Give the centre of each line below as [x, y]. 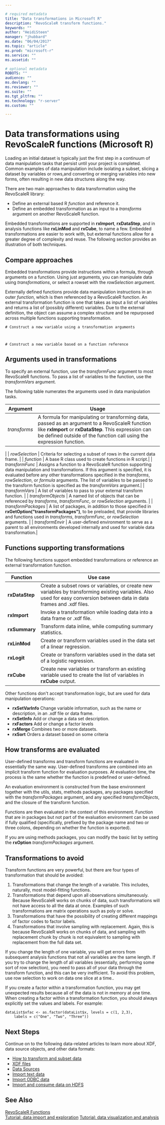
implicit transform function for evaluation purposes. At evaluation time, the [80, 772]
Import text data [28, 1074]
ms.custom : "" [20, 105]
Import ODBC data [31, 1080]
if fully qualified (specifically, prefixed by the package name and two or [77, 823]
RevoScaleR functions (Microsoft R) [79, 145]
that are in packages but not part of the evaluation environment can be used [82, 817]
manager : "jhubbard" [26, 37]
